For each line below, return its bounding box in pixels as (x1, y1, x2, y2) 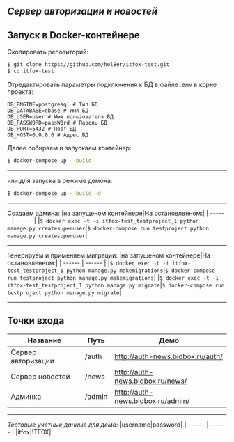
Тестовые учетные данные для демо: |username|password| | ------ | (7, 420, 209, 429)
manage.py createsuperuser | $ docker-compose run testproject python (7, 223, 209, 232)
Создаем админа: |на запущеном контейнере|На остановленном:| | (7, 209, 209, 217)
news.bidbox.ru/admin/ (114, 396, 190, 406)
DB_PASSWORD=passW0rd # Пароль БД (7, 119, 108, 126)
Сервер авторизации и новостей (7, 6, 158, 17)
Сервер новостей (10, 372, 71, 381)
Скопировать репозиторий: (7, 48, 89, 56)
